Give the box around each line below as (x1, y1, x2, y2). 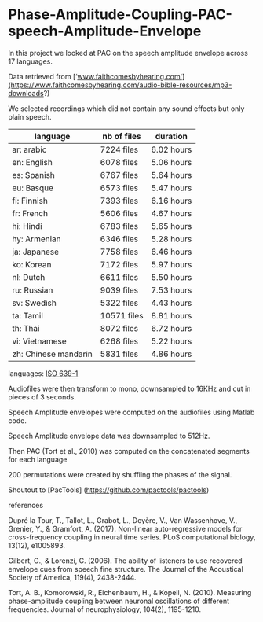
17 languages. (8, 57, 53, 66)
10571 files (100, 310, 144, 321)
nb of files (102, 131, 141, 142)
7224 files (100, 144, 139, 155)
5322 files (100, 297, 139, 308)
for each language (8, 455, 68, 464)
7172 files (100, 259, 139, 270)
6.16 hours (151, 195, 192, 206)
